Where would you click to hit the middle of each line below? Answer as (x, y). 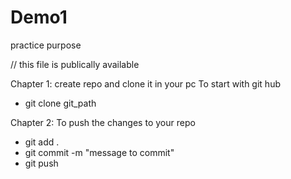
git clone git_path (60, 103)
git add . (42, 142)
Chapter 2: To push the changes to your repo (103, 122)
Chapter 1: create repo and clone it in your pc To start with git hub (145, 83)
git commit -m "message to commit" (99, 152)
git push (41, 163)
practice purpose (46, 45)
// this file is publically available (75, 64)
